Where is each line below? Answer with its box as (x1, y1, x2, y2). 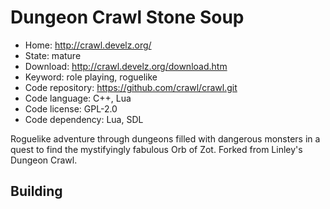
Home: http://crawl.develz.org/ (24, 39, 152, 51)
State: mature (24, 49, 82, 61)
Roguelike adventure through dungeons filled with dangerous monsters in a (10, 132, 321, 145)
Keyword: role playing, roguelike (24, 71, 158, 83)
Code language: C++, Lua (24, 92, 132, 104)
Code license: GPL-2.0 (24, 102, 118, 115)
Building (10, 183, 63, 200)
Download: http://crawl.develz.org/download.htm (24, 60, 228, 72)
